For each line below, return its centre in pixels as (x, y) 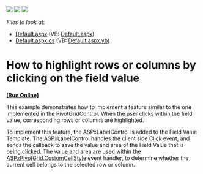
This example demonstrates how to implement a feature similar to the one (99, 107)
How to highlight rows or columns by (102, 65)
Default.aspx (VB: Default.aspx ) (55, 34)
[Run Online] (23, 95)
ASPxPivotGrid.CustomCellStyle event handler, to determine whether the (98, 158)
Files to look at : (26, 22)
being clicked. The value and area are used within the (74, 151)
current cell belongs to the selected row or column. (71, 164)
